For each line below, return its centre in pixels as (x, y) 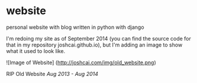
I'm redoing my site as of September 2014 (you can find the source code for (98, 38)
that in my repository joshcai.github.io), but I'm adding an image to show (94, 45)
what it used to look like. (36, 51)
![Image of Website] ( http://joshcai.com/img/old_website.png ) (81, 62)
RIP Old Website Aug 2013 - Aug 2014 (52, 74)
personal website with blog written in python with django (75, 27)
